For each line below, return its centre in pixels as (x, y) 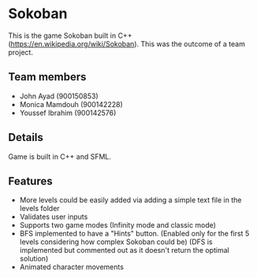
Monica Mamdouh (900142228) (71, 104)
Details (26, 137)
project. (21, 52)
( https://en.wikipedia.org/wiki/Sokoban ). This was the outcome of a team (127, 43)
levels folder (40, 209)
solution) (34, 259)
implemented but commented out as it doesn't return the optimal (125, 250)
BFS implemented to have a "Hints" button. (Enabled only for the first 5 (134, 234)
